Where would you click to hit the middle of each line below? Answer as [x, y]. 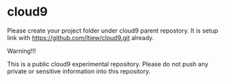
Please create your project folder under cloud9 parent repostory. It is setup [113, 30]
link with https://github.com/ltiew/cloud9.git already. [81, 37]
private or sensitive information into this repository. [79, 71]
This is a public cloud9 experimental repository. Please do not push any [108, 64]
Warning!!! [22, 51]
